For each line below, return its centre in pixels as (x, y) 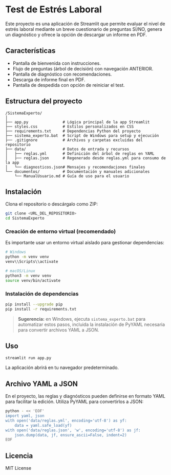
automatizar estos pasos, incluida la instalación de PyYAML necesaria (91, 324)
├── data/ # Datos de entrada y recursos (67, 149)
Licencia (19, 456)
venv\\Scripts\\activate (32, 262)
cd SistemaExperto (25, 218)
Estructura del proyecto (44, 101)
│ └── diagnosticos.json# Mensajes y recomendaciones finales (75, 167)
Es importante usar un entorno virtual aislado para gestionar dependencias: (85, 243)
